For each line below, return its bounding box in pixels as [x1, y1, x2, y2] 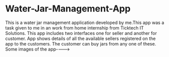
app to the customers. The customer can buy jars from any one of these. [5, 40, 156, 46]
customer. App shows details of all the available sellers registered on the [5, 35, 156, 41]
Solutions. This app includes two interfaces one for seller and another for [5, 30, 157, 36]
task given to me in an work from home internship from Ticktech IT [5, 24, 144, 30]
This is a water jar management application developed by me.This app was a [5, 19, 164, 25]
